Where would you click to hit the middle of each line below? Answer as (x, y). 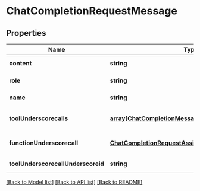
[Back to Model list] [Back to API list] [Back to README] (74, 182)
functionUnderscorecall (44, 143)
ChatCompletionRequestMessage (92, 11)
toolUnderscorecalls (39, 118)
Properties (26, 33)
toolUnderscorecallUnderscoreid (57, 164)
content (21, 63)
